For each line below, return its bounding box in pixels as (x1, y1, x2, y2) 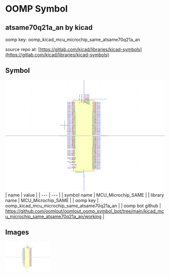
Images (5, 228, 29, 237)
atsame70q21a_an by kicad (5, 23, 93, 32)
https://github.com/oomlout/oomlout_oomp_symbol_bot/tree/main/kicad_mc (5, 208, 164, 214)
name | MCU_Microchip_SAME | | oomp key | (5, 197, 99, 203)
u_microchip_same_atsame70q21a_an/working (5, 213, 102, 219)
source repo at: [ (5, 47, 40, 52)
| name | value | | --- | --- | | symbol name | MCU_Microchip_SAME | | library (5, 192, 164, 198)
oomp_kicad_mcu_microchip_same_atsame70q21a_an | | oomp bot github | (5, 203, 161, 209)
